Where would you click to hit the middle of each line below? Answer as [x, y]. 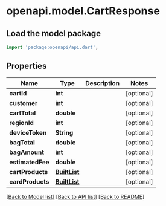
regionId [22, 123]
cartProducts [29, 172]
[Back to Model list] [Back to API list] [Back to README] [75, 196]
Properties [27, 66]
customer [24, 103]
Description [102, 83]
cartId [18, 93]
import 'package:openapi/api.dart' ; [52, 47]
